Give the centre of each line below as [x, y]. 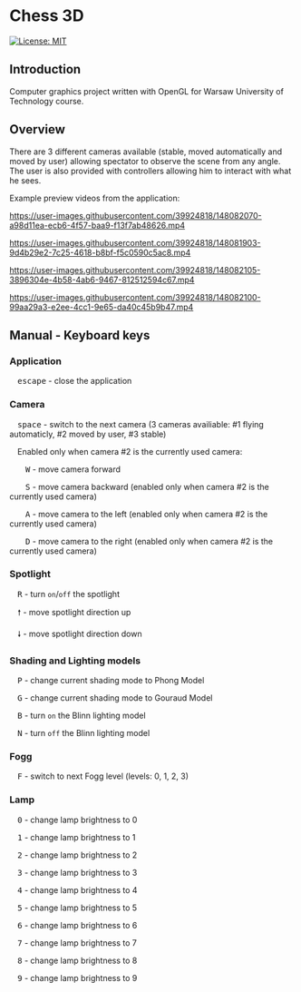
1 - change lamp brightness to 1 [77, 837]
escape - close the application [75, 381]
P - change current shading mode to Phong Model [111, 681]
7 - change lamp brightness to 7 [78, 943]
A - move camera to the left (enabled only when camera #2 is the [147, 514]
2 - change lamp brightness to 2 [78, 855]
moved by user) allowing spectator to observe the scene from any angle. [145, 161]
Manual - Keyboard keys [80, 335]
